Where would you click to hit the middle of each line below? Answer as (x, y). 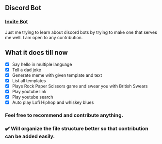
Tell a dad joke (26, 70)
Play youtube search (32, 97)
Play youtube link (29, 91)
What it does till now (36, 53)
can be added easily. (30, 136)
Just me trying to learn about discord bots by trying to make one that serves (81, 32)
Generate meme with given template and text (57, 75)
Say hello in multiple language (42, 64)
